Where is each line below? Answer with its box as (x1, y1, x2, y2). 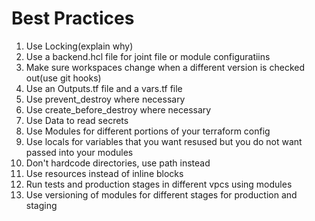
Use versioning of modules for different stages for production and (25, 188, 298, 201)
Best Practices (11, 7, 135, 30)
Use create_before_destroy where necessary (25, 103, 212, 116)
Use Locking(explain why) (25, 40, 134, 52)
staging (25, 199, 58, 211)
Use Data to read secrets (25, 114, 129, 126)
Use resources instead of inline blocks (25, 167, 184, 179)
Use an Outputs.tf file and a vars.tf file (25, 82, 183, 94)
